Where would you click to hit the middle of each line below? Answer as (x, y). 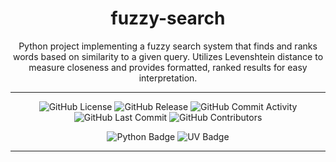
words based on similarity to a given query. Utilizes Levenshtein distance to (168, 56)
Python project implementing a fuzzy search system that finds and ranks (168, 46)
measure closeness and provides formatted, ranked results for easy (168, 67)
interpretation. (168, 78)
